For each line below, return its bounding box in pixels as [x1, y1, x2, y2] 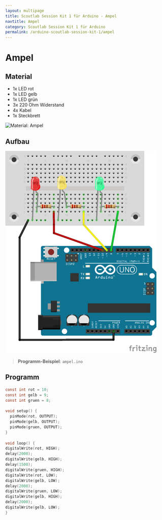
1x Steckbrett [12, 113, 41, 119]
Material [5, 72, 32, 81]
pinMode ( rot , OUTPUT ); [10, 414, 58, 419]
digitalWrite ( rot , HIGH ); [5, 446, 60, 451]
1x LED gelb [12, 91, 38, 97]
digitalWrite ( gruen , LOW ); [5, 489, 62, 494]
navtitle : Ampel [5, 19, 40, 24]
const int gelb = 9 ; [5, 392, 49, 398]
